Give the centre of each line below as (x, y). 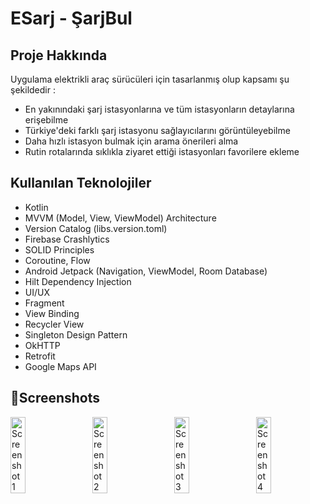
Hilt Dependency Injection (78, 281)
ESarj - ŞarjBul (71, 18)
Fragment (44, 303)
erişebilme (46, 120)
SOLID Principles (59, 249)
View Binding (52, 313)
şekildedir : (33, 90)
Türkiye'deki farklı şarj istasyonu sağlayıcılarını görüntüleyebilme (157, 130)
